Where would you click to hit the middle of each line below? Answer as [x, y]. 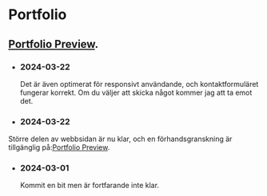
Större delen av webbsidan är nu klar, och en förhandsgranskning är [120, 139]
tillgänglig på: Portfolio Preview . [59, 147]
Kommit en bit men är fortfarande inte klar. [90, 186]
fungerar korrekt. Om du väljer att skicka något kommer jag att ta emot [136, 92]
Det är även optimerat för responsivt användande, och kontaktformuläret [139, 84]
